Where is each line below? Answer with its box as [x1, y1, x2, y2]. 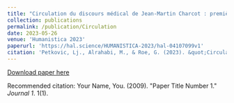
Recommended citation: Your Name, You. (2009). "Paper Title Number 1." [7, 81, 217, 90]
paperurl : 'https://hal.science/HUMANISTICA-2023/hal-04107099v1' [7, 42, 204, 49]
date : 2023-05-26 [7, 29, 58, 37]
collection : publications [7, 17, 82, 24]
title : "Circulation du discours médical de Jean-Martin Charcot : [7, 10, 208, 17]
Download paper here [7, 68, 70, 77]
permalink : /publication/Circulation [7, 23, 117, 30]
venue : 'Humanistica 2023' [7, 36, 86, 43]
